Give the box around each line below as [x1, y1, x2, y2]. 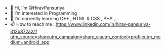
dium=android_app [10, 39, 50, 45]
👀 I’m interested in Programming [10, 10, 77, 16]
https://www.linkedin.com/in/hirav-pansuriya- [55, 21, 151, 27]
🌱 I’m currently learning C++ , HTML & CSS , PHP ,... [10, 16, 119, 21]
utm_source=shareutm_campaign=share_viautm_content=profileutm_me [10, 34, 161, 40]
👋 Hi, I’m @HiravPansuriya [10, 5, 65, 11]
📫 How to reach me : [10, 21, 55, 27]
